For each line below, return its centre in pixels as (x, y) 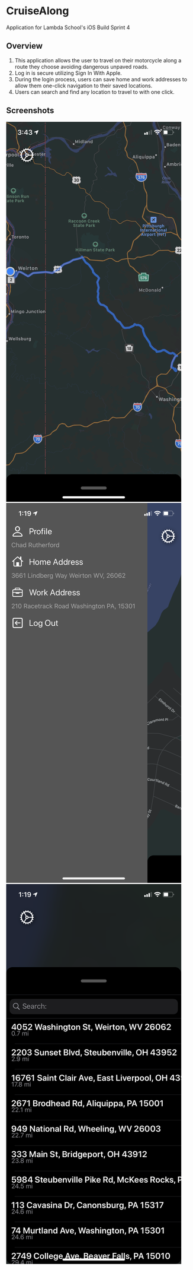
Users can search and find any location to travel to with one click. (94, 92)
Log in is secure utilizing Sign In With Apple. (68, 73)
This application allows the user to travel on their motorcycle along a (98, 60)
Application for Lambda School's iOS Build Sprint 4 (68, 27)
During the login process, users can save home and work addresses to (101, 79)
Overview (25, 46)
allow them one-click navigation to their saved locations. (83, 85)
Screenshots (30, 111)
